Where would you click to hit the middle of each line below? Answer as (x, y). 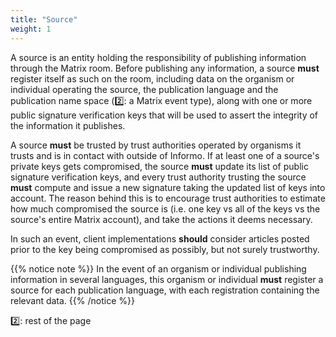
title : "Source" (44, 19)
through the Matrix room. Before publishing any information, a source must (165, 68)
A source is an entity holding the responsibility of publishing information (158, 57)
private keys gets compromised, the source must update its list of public (159, 166)
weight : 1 (31, 29)
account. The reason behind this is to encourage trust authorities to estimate (168, 198)
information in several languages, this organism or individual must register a (167, 279)
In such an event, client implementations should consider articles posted (160, 238)
